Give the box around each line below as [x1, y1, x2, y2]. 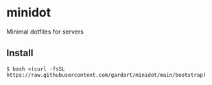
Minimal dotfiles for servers [6, 27, 84, 36]
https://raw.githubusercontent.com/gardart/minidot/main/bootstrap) [6, 71, 207, 78]
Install [6, 47, 34, 59]
